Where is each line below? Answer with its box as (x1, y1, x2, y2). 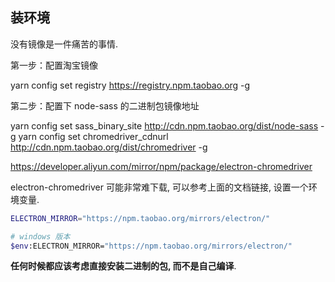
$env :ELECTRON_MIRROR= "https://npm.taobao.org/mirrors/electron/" (10, 241, 293, 251)
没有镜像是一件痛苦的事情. (10, 38, 119, 50)
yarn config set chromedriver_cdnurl (18, 130, 169, 142)
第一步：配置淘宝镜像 (10, 59, 98, 71)
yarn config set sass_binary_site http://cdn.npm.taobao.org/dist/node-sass (10, 119, 319, 132)
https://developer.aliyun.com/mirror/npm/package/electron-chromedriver (10, 160, 313, 172)
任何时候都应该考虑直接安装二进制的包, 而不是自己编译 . (10, 260, 237, 272)
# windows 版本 (10, 231, 71, 242)
